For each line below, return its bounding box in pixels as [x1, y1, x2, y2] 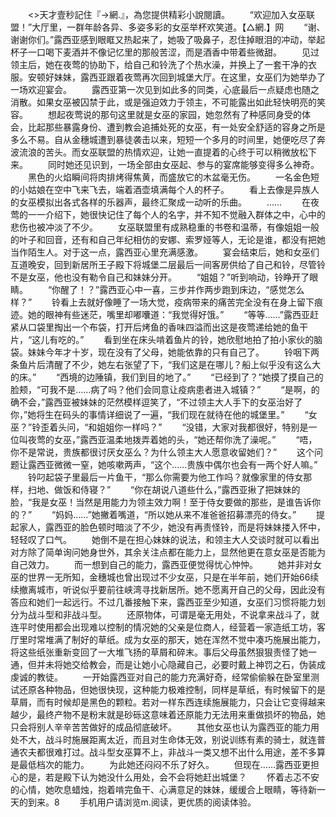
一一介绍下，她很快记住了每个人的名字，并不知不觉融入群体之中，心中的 [27, 209, 326, 220]
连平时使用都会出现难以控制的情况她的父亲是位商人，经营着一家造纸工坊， [10, 621, 317, 633]
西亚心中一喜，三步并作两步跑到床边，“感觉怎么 [108, 284, 305, 295]
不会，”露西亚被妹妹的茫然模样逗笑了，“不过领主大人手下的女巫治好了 [18, 396, 303, 408]
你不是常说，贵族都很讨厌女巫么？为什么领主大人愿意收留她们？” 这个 [10, 446, 315, 458]
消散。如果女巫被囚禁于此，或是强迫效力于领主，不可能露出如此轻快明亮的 [10, 96, 317, 108]
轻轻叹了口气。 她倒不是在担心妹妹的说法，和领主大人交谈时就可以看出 [10, 534, 320, 545]
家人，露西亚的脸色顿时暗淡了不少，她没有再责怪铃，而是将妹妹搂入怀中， [18, 521, 326, 533]
